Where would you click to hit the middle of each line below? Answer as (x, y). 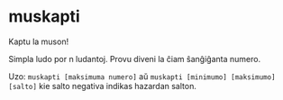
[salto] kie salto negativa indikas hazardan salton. (103, 86)
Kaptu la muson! (39, 41)
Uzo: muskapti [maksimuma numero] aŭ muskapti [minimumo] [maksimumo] (142, 76)
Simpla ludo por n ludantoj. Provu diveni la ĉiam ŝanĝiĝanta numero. (135, 59)
